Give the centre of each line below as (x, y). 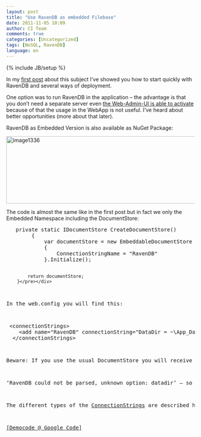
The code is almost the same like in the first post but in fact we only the (94, 212)
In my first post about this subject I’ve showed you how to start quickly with (99, 79)
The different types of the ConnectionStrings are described (98, 405)
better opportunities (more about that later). (60, 116)
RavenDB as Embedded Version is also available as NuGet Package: (90, 128)
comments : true (25, 34)
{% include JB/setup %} (36, 68)
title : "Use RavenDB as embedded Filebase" (61, 17)
